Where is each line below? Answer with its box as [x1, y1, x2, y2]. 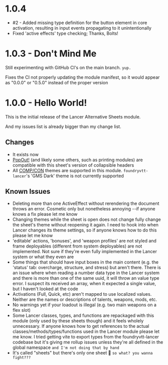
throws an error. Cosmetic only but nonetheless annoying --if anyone [12, 206, 155, 212]
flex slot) [12, 307, 31, 313]
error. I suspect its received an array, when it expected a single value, [12, 281, 156, 287]
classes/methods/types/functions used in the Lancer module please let [12, 328, 159, 334]
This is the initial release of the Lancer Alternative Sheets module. [5, 113, 141, 119]
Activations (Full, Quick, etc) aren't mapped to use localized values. [12, 291, 152, 297]
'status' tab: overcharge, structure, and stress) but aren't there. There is [12, 265, 161, 271]
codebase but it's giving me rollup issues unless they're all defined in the [12, 339, 163, 345]
